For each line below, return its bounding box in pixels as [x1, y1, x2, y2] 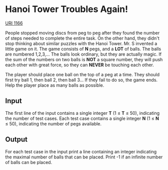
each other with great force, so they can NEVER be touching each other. [5, 62, 154, 68]
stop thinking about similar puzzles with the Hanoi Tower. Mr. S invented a [5, 40, 157, 46]
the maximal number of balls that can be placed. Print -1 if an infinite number [5, 154, 163, 160]
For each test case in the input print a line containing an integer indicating [5, 148, 157, 154]
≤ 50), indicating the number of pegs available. [5, 120, 101, 126]
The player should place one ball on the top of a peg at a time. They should [5, 71, 160, 77]
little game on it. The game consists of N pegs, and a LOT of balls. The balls [5, 46, 161, 52]
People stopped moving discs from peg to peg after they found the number [5, 30, 160, 36]
